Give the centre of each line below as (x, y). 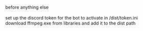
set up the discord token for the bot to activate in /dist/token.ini (71, 18)
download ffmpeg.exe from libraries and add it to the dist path (70, 23)
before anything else (27, 7)
